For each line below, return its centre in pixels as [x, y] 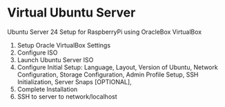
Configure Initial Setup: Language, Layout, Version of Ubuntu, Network [118, 67]
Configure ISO [37, 52]
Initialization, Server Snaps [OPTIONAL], [75, 81]
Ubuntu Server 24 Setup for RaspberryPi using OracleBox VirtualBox [105, 32]
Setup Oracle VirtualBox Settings [64, 45]
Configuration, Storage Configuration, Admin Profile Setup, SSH [108, 75]
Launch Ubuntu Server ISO [55, 59]
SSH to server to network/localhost [67, 96]
